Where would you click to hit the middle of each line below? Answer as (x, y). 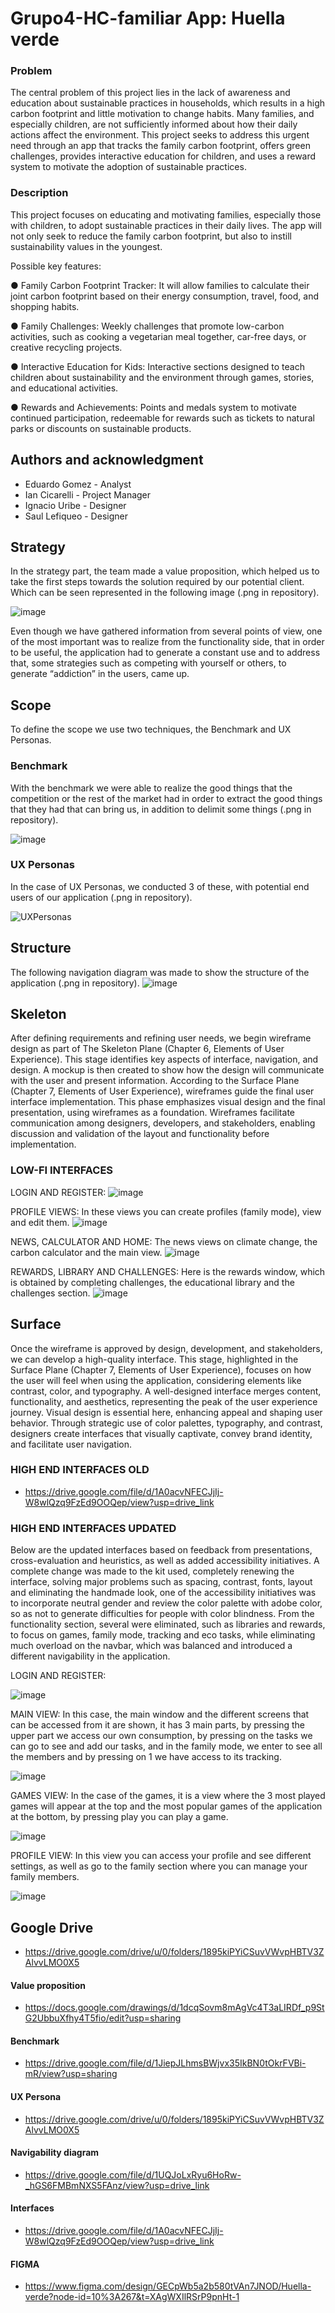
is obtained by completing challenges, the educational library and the (152, 1282)
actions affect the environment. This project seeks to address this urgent (160, 135)
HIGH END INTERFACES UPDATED (93, 1528)
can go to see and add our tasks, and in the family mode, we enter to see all (166, 1746)
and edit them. (40, 1222)
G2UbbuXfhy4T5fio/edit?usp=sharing (103, 2018)
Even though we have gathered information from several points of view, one (166, 631)
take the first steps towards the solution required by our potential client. (157, 582)
